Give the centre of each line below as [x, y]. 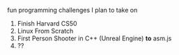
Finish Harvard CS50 [47, 23]
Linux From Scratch [45, 31]
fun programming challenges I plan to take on [72, 10]
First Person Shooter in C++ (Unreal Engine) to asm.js [94, 38]
